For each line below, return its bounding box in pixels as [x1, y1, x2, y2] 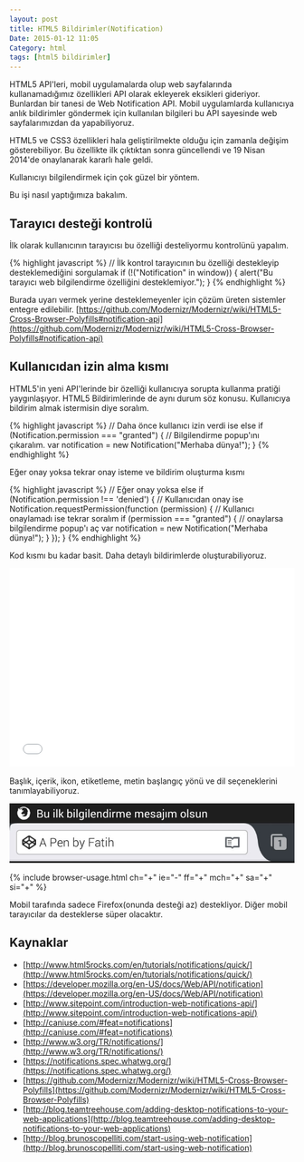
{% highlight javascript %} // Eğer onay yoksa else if [9, 483, 204, 494]
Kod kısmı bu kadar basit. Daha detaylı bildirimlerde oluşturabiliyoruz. [9, 550, 267, 561]
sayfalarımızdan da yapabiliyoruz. [9, 118, 135, 129]
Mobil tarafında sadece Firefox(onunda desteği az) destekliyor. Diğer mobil [9, 899, 288, 910]
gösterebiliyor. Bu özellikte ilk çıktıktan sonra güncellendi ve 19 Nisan [9, 145, 265, 156]
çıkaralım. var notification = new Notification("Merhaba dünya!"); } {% [9, 439, 270, 450]
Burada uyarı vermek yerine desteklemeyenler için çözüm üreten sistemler [9, 294, 287, 305]
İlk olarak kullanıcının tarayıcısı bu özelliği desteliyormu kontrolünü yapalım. [9, 239, 290, 250]
